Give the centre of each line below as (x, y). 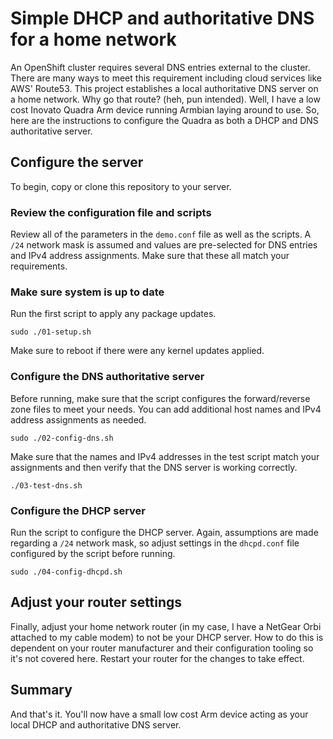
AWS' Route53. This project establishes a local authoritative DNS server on (164, 88)
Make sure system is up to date (87, 292)
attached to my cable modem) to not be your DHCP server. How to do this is (167, 637)
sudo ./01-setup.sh (51, 332)
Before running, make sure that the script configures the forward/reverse (160, 398)
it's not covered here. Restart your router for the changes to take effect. (157, 658)
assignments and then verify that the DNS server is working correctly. (154, 467)
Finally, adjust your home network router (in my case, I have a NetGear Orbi (166, 626)
